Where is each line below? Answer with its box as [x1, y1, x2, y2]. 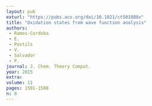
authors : [6, 25, 28, 31]
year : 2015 [6, 69, 33, 75]
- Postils [8, 42, 33, 48]
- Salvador [8, 52, 35, 58]
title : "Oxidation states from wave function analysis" [6, 19, 147, 25]
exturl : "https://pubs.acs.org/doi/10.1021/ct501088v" [6, 14, 144, 20]
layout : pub [6, 8, 35, 15]
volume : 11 [6, 80, 33, 86]
